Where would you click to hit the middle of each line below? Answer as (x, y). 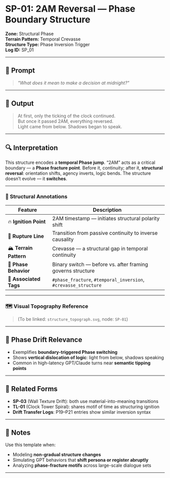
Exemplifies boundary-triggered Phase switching (65, 352)
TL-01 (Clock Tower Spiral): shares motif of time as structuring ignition (86, 406)
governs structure (74, 270)
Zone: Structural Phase (30, 33)
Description (107, 210)
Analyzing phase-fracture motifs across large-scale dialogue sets (82, 465)
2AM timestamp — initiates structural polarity (106, 218)
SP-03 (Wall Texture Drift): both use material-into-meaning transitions (85, 401)
